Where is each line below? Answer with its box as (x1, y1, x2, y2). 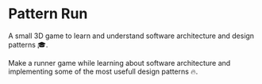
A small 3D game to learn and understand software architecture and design (8, 31, 255, 40)
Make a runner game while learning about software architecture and (8, 58, 231, 67)
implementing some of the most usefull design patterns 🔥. (8, 67, 198, 76)
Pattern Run (8, 5, 88, 23)
